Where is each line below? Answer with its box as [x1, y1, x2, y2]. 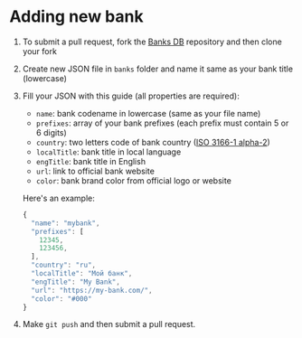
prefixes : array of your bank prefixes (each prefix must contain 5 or [35, 117, 289, 128]
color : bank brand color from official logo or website [35, 174, 232, 186]
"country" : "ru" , [31, 260, 97, 270]
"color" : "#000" [31, 294, 92, 304]
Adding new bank [9, 6, 144, 27]
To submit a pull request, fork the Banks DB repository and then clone [22, 36, 282, 47]
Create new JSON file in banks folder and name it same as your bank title [22, 63, 294, 74]
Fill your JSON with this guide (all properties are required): [22, 90, 240, 101]
